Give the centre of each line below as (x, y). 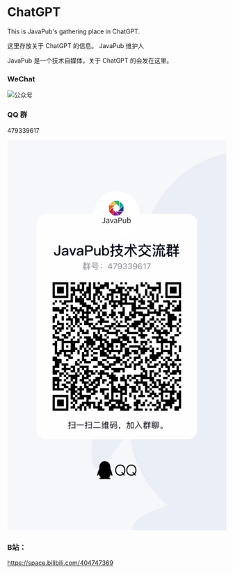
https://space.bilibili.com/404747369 (60, 563)
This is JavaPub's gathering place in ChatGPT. (74, 31)
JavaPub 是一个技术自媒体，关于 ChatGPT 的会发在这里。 (90, 61)
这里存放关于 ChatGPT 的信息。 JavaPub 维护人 (76, 45)
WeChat (21, 79)
